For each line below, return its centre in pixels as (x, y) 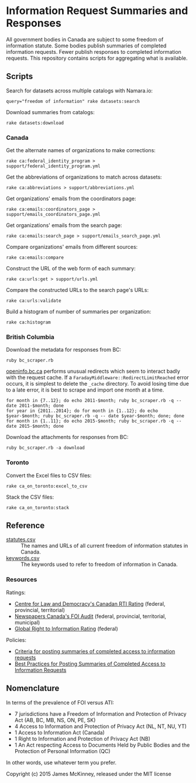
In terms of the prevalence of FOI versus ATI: (60, 702)
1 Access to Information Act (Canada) (60, 732)
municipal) (27, 622)
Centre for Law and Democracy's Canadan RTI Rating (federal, (90, 603)
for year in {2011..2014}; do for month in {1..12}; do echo (82, 411)
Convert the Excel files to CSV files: (49, 475)
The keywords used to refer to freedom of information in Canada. (99, 564)
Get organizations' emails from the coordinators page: (71, 199)
